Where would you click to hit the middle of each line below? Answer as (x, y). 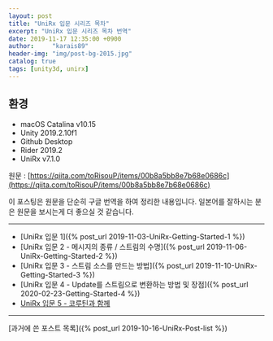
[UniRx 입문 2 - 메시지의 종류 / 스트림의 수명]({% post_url (112, 247)
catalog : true (32, 62)
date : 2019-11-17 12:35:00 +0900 (65, 39)
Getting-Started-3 (50, 274)
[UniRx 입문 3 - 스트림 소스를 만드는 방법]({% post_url (107, 265)
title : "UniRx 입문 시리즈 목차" (59, 24)
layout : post (30, 16)
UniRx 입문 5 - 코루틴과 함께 (65, 303)
